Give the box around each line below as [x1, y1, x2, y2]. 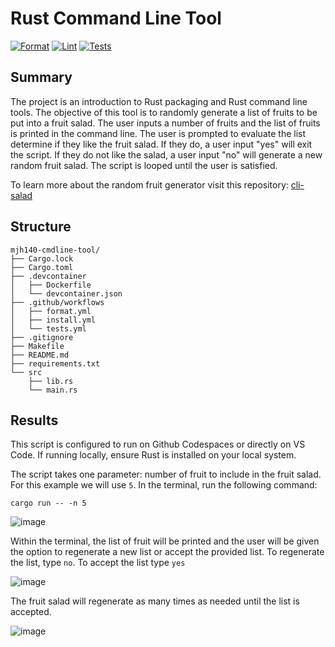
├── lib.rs [28, 376, 74, 386]
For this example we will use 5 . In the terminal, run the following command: [10, 479, 318, 491]
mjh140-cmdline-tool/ [10, 245, 101, 255]
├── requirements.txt [10, 358, 101, 369]
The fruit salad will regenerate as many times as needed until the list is [10, 595, 300, 607]
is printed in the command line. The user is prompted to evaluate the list [10, 127, 307, 139]
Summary [10, 69, 73, 86]
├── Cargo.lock [10, 253, 74, 264]
